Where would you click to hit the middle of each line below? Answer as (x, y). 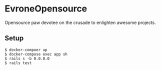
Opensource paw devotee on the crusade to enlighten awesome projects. (80, 22)
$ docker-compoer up (26, 50)
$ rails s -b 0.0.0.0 (27, 58)
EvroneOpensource (46, 9)
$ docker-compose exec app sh (36, 54)
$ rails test (18, 63)
